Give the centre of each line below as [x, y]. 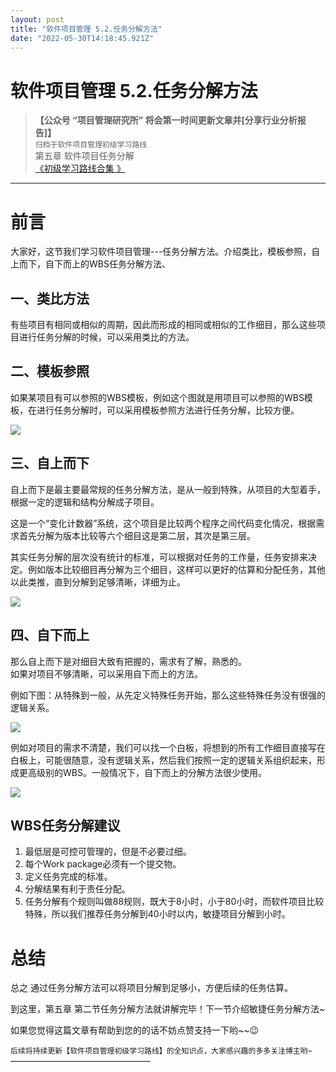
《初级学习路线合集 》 [80, 168]
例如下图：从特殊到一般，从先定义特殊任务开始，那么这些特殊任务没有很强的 [168, 695]
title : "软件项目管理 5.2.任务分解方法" [86, 29]
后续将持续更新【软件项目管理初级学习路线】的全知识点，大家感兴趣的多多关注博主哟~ [161, 1051]
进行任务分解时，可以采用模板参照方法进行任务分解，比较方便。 [168, 410]
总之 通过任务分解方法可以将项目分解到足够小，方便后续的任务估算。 [151, 988]
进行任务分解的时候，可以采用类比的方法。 [106, 337]
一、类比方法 [50, 298]
